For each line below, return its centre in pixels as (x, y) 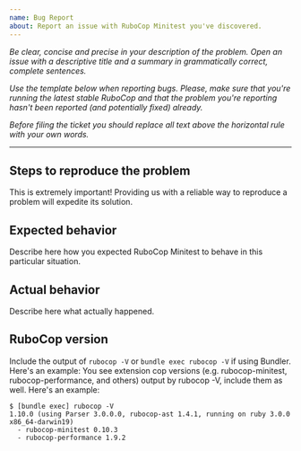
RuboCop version (59, 339)
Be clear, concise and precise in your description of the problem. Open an (146, 51)
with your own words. (49, 134)
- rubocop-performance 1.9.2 (72, 438)
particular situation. (45, 261)
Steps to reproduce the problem (100, 170)
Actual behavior (55, 290)
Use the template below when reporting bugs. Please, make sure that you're (150, 88)
